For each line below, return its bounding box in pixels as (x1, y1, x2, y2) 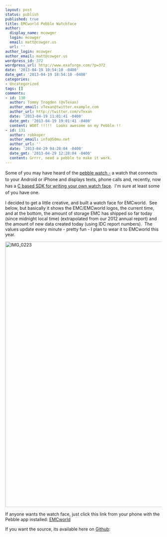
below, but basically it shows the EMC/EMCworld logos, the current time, (5, 205, 155, 211)
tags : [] (5, 86, 23, 91)
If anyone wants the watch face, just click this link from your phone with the (5, 511, 160, 517)
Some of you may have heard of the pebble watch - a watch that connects (5, 170, 158, 176)
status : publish (5, 12, 39, 17)
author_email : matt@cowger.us (5, 53, 68, 59)
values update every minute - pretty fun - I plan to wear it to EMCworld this (5, 226, 159, 232)
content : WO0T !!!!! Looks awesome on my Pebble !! (9, 123, 121, 128)
